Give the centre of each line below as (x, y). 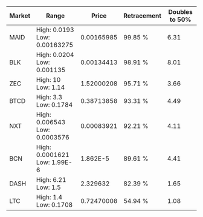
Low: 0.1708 (54, 205)
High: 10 (48, 80)
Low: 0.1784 (54, 105)
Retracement (143, 16)
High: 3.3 (49, 97)
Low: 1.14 (50, 87)
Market (20, 16)
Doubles (181, 12)
